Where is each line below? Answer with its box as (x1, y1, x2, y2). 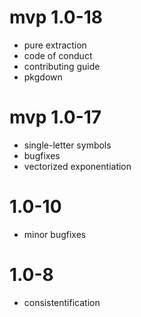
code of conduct (23, 49, 93, 61)
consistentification (23, 296, 101, 308)
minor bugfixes (23, 228, 87, 240)
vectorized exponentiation (23, 160, 132, 172)
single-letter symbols (23, 139, 112, 151)
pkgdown (23, 71, 63, 83)
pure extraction (23, 39, 87, 51)
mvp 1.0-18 (9, 6, 104, 29)
